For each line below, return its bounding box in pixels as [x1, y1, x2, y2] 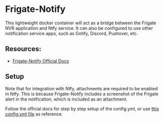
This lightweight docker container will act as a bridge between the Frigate [5, 20, 156, 26]
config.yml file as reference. [5, 111, 63, 117]
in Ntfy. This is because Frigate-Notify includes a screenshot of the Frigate [5, 91, 159, 97]
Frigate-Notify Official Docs [12, 58, 69, 64]
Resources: [5, 45, 41, 53]
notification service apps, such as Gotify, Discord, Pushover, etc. [5, 30, 138, 36]
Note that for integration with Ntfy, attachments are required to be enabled [5, 85, 158, 91]
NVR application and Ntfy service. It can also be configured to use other [5, 25, 153, 31]
